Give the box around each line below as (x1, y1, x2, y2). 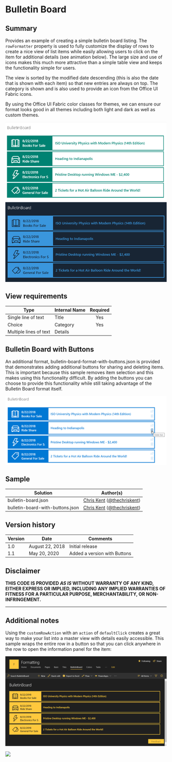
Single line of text (7, 314, 45, 321)
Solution (34, 490, 53, 496)
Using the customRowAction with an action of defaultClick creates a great (5, 630, 160, 636)
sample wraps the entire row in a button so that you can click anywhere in (5, 641, 161, 647)
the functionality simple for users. (5, 65, 76, 71)
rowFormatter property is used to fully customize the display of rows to (5, 43, 155, 49)
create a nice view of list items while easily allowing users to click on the (5, 49, 158, 54)
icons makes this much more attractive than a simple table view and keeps (5, 59, 162, 65)
